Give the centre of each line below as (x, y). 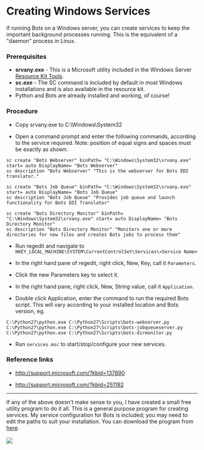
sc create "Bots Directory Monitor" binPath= (65, 213)
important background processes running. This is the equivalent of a (92, 34)
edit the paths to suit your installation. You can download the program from (100, 421)
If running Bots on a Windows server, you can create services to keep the (98, 28)
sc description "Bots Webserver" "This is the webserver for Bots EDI (97, 171)
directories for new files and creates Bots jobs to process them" (93, 235)
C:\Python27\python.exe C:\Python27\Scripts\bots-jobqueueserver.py (95, 327)
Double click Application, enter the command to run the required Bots (102, 298)
